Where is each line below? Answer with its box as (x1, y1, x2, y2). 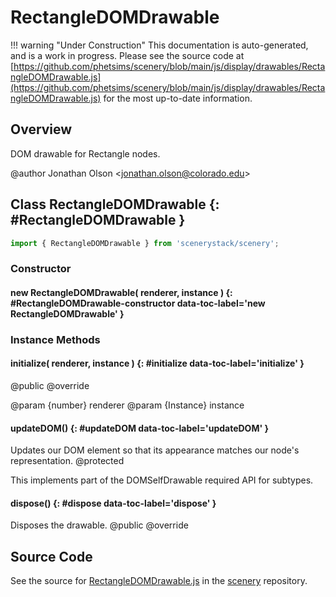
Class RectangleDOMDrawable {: (10, 196, 220, 213)
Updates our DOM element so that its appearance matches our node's (10, 444, 300, 456)
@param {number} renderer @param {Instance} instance (10, 399, 245, 411)
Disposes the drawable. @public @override (10, 519, 189, 531)
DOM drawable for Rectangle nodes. (10, 147, 161, 160)
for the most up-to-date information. (103, 92, 253, 104)
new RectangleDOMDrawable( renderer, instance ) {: (10, 286, 233, 298)
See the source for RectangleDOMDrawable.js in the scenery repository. (10, 575, 308, 587)
